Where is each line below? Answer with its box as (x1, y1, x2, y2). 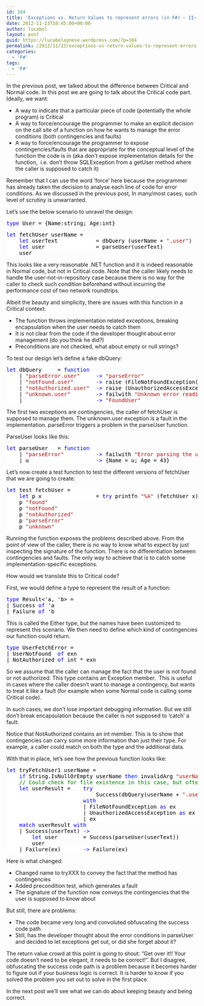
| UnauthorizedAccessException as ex (83, 809, 195, 817)
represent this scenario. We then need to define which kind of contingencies (6, 626, 198, 633)
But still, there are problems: (6, 907, 77, 914)
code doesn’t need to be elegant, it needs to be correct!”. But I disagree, (6, 957, 187, 964)
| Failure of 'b (6, 608, 55, 615)
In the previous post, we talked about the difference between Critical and (6, 82, 189, 90)
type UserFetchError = (6, 644, 74, 652)
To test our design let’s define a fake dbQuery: (6, 354, 123, 362)
